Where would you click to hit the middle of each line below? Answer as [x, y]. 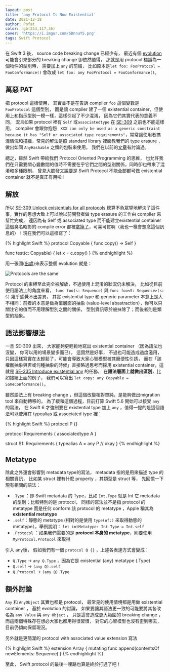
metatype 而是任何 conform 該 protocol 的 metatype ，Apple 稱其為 [83, 508]
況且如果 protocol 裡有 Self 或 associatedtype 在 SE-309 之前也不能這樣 [90, 122]
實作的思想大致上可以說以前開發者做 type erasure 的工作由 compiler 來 [88, 214]
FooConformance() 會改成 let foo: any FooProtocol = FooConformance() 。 [82, 72]
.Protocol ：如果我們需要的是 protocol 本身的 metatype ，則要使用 [82, 533]
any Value [26, 615]
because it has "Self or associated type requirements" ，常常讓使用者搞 [83, 134]
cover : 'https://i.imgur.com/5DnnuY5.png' [51, 33]
